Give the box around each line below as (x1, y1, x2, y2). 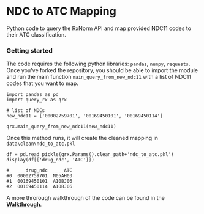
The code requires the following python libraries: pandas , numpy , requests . (6, 60, 191, 68)
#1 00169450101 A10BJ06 (6, 179, 72, 185)
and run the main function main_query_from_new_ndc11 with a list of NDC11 (6, 73, 192, 81)
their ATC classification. (6, 31, 66, 38)
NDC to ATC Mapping (6, 4, 116, 18)
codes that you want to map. (6, 79, 78, 87)
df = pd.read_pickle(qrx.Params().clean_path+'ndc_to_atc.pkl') (6, 152, 174, 158)
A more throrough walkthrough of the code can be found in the (6, 194, 165, 202)
